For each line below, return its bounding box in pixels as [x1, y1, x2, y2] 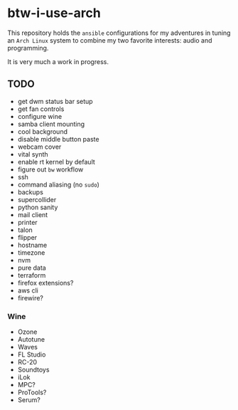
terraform [17, 270, 46, 279]
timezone [17, 248, 45, 257]
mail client [17, 210, 48, 219]
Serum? [17, 396, 40, 404]
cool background [17, 127, 67, 136]
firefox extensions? [17, 278, 74, 287]
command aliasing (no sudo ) [17, 180, 99, 189]
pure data [17, 263, 46, 272]
